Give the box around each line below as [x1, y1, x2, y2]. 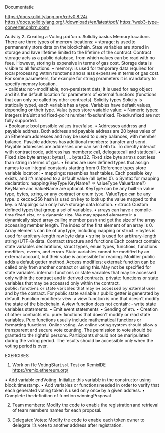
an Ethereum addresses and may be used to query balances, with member [5, 133, 157, 139]
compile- [134, 207, 153, 213]
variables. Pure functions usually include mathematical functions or [5, 317, 142, 323]
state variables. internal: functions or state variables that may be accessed [5, 270, 157, 275]
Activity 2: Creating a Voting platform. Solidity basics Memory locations [5, 34, 150, 39]
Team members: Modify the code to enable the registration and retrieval [12, 402, 159, 408]
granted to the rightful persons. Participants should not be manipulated [5, 332, 149, 338]
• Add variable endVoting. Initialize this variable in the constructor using [5, 377, 151, 383]
